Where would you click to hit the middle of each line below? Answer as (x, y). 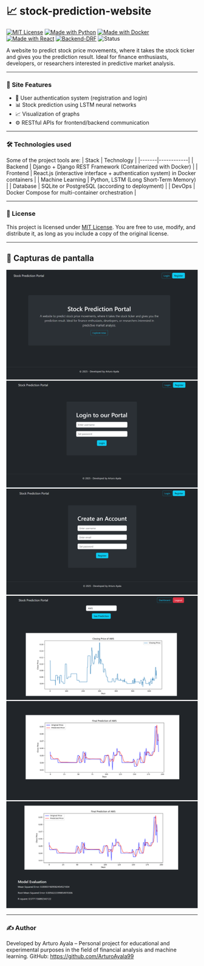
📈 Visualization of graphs (47, 114)
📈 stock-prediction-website (79, 11)
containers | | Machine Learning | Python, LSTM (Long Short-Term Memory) (101, 179)
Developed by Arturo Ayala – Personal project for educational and (88, 943)
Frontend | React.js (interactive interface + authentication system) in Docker (101, 173)
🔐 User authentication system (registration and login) (81, 98)
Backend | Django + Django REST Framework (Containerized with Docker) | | (102, 167)
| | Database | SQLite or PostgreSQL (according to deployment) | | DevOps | (101, 186)
